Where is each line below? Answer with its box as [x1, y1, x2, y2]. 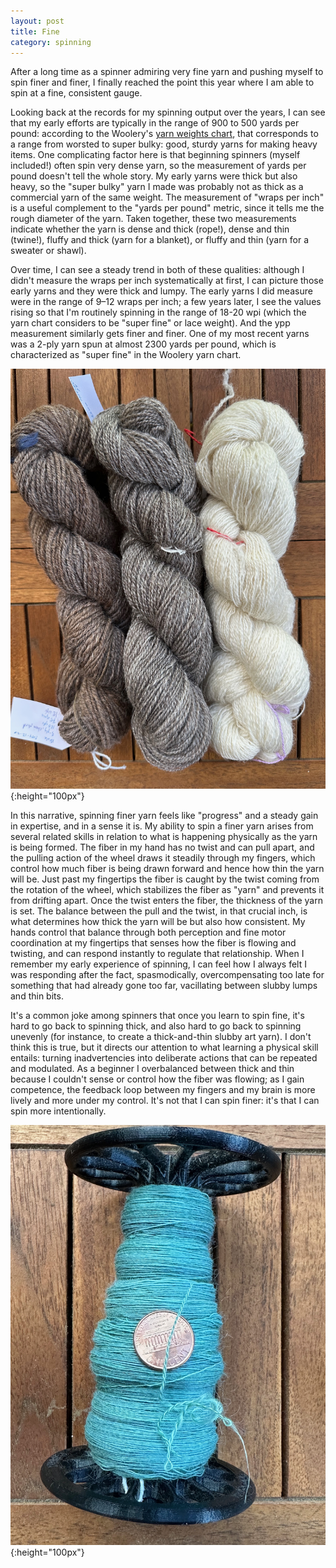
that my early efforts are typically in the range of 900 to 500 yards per [10, 117, 300, 129]
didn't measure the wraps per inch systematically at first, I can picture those [10, 275, 324, 287]
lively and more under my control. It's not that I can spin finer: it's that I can [10, 1095, 320, 1107]
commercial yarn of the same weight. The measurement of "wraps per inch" [10, 191, 325, 204]
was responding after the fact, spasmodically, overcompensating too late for [10, 969, 325, 981]
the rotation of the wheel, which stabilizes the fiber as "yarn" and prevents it [10, 884, 325, 896]
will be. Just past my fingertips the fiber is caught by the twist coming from [10, 873, 320, 885]
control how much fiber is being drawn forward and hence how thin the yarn [10, 863, 325, 875]
